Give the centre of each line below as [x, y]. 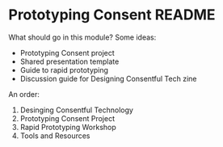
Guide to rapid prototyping [64, 69]
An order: [24, 94]
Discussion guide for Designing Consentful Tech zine [108, 78]
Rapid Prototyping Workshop [68, 127]
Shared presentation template [69, 61]
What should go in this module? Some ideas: [82, 37]
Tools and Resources [55, 136]
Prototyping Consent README [112, 15]
